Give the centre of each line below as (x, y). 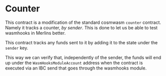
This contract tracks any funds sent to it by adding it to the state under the (82, 42)
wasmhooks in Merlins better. (35, 33)
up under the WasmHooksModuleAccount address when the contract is (74, 63)
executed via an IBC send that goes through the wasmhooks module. (76, 68)
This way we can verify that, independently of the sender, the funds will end (83, 57)
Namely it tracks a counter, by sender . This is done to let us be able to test (82, 27)
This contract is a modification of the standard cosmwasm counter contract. (83, 22)
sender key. (17, 48)
